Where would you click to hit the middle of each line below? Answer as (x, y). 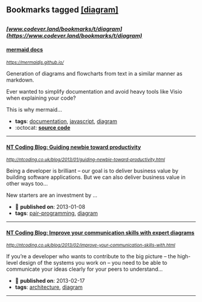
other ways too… (27, 184)
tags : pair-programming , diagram (56, 213)
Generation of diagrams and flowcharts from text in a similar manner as (94, 73)
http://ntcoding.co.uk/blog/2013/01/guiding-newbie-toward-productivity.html (86, 160)
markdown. (20, 80)
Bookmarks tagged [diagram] (62, 10)
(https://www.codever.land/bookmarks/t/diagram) (74, 36)
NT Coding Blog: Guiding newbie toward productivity (74, 147)
